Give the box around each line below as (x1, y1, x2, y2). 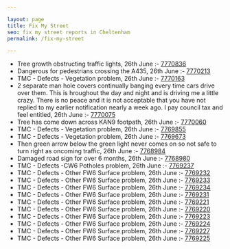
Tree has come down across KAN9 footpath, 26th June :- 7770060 (16, 118, 207, 127)
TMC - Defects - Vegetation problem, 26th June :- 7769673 (16, 133, 187, 141)
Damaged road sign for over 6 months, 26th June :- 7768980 (16, 155, 191, 163)
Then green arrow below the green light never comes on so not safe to (16, 140, 218, 148)
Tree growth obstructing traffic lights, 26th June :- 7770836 (16, 60, 187, 68)
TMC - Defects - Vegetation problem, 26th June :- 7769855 (16, 125, 187, 133)
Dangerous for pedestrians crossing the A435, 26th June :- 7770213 (16, 67, 211, 75)
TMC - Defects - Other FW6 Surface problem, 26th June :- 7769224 (16, 220, 211, 228)
